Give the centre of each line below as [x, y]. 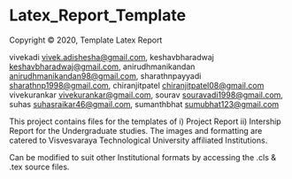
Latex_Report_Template [98, 16]
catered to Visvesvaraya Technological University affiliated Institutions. [138, 140]
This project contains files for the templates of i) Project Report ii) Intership [145, 121]
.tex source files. [39, 167]
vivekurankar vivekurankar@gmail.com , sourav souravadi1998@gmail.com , [146, 95]
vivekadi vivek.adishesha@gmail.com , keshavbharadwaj [111, 57]
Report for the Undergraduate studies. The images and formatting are [136, 130]
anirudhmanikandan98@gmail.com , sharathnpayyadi [105, 75]
